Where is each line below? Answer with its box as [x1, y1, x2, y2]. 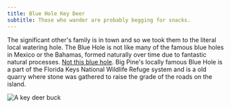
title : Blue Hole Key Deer [7, 10, 85, 17]
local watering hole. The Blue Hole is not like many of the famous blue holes [7, 43, 224, 51]
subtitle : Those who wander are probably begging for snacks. [7, 17, 191, 24]
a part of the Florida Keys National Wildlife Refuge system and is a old [7, 65, 207, 73]
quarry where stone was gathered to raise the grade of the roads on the [7, 72, 213, 80]
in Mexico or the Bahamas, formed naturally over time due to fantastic [7, 50, 207, 59]
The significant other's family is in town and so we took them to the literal [7, 35, 216, 44]
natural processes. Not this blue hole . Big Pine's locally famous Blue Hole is [7, 57, 223, 66]
